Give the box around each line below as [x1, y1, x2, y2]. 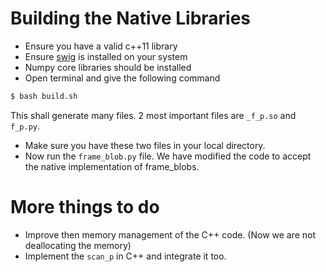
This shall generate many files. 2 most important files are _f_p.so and [10, 109, 297, 121]
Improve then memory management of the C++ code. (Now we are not [24, 228, 317, 241]
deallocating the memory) [24, 239, 132, 251]
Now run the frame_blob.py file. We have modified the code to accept [24, 150, 312, 162]
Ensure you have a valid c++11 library [24, 40, 178, 52]
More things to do [10, 196, 160, 218]
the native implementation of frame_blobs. [24, 160, 200, 172]
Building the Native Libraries [10, 7, 252, 30]
